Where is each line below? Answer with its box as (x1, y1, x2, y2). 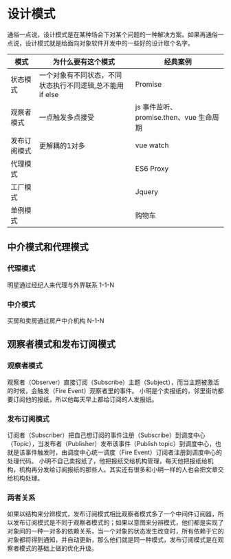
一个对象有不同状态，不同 (38, 70, 122, 80)
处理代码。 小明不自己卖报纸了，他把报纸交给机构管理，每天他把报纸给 (7, 456, 208, 465)
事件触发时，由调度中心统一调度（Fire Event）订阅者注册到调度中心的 (25, 448, 222, 456)
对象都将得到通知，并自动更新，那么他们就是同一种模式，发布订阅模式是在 (7, 536, 218, 544)
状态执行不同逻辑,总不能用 (38, 81, 124, 90)
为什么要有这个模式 (52, 56, 115, 66)
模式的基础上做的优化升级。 (19, 545, 98, 553)
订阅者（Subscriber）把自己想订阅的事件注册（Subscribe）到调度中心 (7, 431, 206, 439)
